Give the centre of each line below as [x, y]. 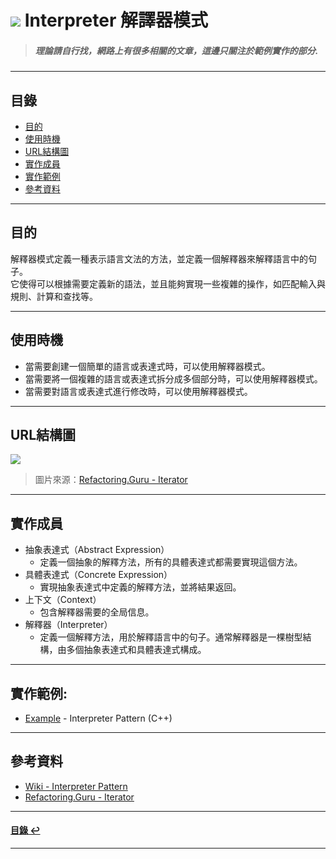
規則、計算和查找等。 [54, 296]
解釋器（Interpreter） [68, 625]
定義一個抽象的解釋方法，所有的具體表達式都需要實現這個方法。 [171, 562]
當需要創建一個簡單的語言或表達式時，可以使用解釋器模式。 [147, 366]
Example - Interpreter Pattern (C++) [98, 718]
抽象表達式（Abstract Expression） [97, 550]
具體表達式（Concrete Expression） [98, 575]
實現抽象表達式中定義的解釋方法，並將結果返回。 [140, 587]
